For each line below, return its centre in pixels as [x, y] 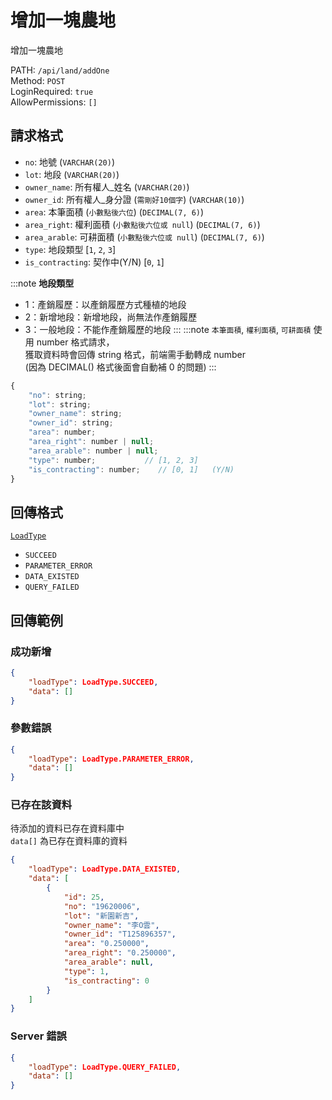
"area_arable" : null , [109, 962]
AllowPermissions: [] [54, 102]
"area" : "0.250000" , [106, 944]
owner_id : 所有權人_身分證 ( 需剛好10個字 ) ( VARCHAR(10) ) [134, 199]
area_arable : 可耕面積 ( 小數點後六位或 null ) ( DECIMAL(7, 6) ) [144, 237]
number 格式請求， [75, 342]
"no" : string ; [57, 395]
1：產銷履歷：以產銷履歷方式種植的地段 [105, 304]
